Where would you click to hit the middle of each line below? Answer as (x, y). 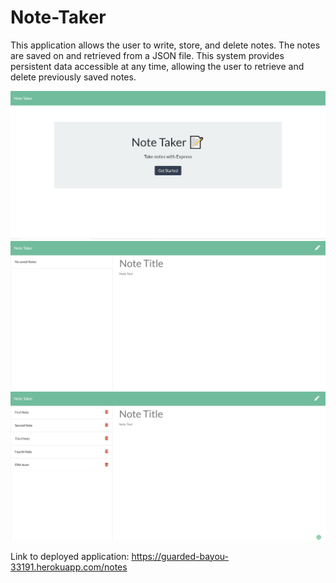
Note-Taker (58, 17)
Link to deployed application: (70, 556)
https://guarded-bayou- (180, 556)
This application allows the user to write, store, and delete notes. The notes (165, 45)
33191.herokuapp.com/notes (69, 567)
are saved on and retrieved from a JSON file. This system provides (147, 55)
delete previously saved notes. (73, 77)
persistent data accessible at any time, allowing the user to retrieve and (157, 66)
